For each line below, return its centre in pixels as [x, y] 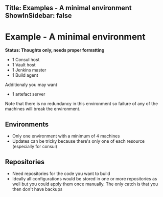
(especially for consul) [35, 147]
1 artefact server [29, 94]
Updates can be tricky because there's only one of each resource [78, 141]
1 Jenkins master [29, 70]
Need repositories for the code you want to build [61, 174]
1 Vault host [24, 65]
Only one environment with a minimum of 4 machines [66, 136]
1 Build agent [25, 75]
